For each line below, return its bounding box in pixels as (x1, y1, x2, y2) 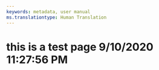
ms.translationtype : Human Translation (6, 14, 107, 20)
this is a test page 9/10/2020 (6, 40, 154, 54)
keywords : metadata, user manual (6, 8, 91, 15)
